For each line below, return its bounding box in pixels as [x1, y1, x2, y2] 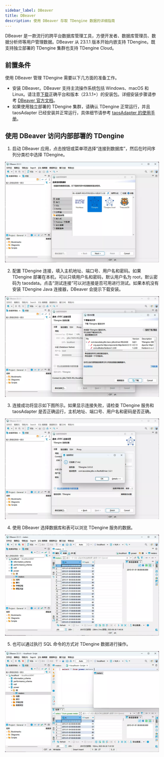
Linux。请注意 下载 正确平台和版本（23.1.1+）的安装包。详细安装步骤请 [12, 91, 152, 98]
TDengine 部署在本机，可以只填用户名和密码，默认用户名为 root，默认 [12, 274, 154, 280]
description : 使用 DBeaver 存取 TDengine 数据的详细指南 [5, 18, 115, 23]
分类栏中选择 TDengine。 [16, 152, 67, 157]
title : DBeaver [5, 13, 36, 18]
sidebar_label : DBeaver [5, 8, 54, 13]
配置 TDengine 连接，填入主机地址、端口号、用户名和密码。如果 [12, 268, 142, 274]
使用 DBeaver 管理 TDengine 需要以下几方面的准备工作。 [5, 75, 120, 81]
